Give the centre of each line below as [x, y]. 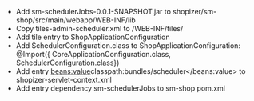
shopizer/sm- [195, 12]
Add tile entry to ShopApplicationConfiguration [93, 37]
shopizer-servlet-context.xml [63, 80]
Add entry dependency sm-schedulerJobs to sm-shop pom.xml [121, 88]
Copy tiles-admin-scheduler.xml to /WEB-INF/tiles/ [99, 28]
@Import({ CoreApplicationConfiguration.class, [93, 54]
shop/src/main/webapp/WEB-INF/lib [75, 20]
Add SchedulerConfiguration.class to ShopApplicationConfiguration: [128, 46]
